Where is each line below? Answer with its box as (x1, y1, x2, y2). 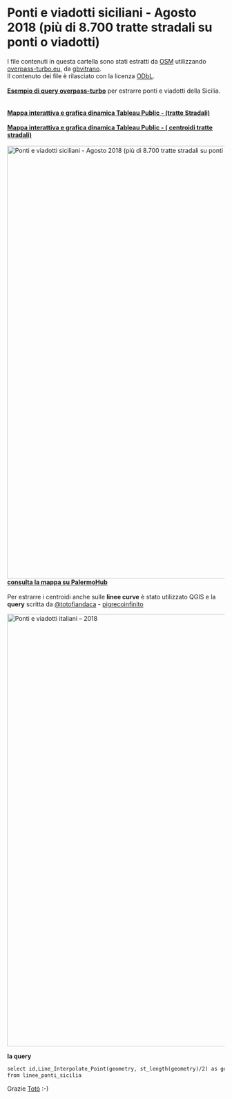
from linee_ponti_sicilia (7, 1071, 81, 1079)
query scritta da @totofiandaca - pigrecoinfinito (7, 600, 144, 608)
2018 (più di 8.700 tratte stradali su (7, 19, 213, 35)
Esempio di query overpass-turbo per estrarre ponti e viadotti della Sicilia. (7, 87, 221, 95)
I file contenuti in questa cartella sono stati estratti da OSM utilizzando (7, 57, 206, 65)
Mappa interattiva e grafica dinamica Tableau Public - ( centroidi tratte (7, 123, 213, 131)
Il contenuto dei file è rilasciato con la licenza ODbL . (7, 71, 155, 80)
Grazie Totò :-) (7, 1084, 49, 1093)
